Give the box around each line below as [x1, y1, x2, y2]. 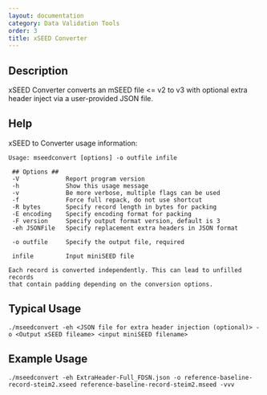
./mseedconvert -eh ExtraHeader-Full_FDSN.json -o [8, 373, 181, 381]
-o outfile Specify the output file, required [11, 238, 184, 246]
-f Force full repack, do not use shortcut [11, 196, 203, 204]
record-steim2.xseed [8, 381, 78, 389]
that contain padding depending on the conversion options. [8, 280, 214, 288]
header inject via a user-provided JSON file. [8, 94, 154, 104]
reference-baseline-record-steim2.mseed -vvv [79, 381, 235, 389]
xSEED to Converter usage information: [8, 138, 138, 148]
